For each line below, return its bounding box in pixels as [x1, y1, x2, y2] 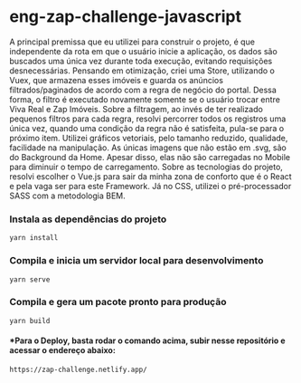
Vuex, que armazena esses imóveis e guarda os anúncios [9, 74, 224, 85]
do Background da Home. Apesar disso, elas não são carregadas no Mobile [9, 151, 291, 162]
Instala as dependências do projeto [9, 213, 167, 225]
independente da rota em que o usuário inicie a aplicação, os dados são [9, 45, 277, 56]
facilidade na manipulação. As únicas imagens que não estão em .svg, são [9, 142, 287, 153]
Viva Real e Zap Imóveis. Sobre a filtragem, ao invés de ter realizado [9, 103, 264, 114]
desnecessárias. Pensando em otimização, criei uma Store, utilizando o [9, 65, 276, 76]
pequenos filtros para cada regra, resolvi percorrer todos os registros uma [9, 113, 287, 124]
